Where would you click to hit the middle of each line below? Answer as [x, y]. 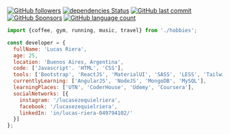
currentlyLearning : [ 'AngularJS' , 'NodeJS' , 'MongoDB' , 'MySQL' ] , [110, 81]
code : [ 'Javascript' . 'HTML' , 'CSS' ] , [69, 69]
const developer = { [37, 42]
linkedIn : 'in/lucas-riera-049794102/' [76, 113]
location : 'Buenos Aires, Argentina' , [69, 62]
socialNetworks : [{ [41, 94]
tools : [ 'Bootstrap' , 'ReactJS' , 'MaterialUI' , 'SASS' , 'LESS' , [107, 75]
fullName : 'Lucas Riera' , [50, 49]
